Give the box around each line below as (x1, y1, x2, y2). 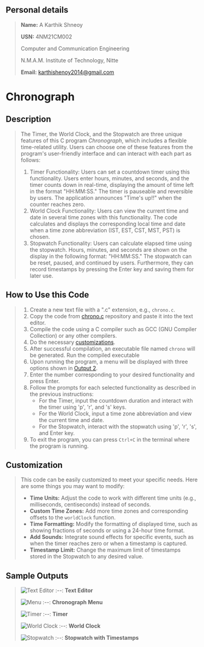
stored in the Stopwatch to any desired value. (29, 553, 144, 560)
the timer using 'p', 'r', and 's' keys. (38, 403, 127, 411)
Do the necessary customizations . (29, 338, 116, 346)
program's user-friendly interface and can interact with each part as (20, 150, 192, 157)
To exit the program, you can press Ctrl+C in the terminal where (29, 436, 190, 443)
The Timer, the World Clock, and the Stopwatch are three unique (20, 130, 183, 137)
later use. (29, 272, 54, 279)
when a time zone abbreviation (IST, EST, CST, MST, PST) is (29, 226, 181, 234)
